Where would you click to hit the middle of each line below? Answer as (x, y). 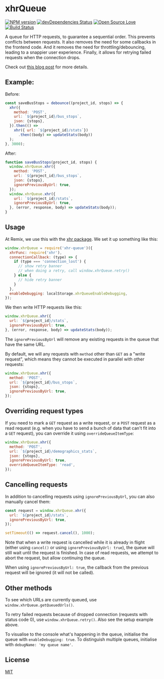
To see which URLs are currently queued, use (51, 600)
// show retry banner (40, 266)
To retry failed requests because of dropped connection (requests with (76, 614)
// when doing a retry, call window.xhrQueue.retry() (74, 271)
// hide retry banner (40, 280)
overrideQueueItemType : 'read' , (42, 465)
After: (11, 153)
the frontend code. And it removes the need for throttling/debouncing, (75, 47)
